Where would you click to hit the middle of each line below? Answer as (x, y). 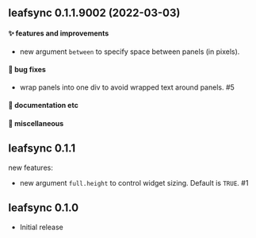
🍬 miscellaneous (36, 123)
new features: (31, 167)
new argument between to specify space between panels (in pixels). (130, 52)
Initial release (41, 227)
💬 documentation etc (44, 106)
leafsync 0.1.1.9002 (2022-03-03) (94, 13)
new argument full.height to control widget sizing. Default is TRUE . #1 (134, 182)
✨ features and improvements (59, 33)
